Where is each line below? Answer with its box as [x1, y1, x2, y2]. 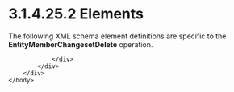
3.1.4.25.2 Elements [8, 5, 144, 23]
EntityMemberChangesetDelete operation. [8, 39, 153, 49]
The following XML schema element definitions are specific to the [8, 31, 227, 41]
